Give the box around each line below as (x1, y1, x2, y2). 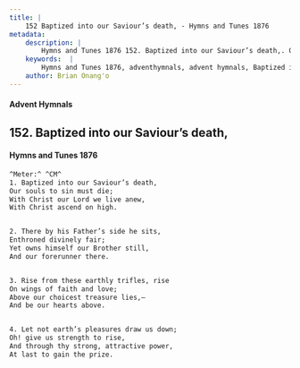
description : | (25, 38, 82, 47)
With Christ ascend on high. (9, 203, 118, 212)
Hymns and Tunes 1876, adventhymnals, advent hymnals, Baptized (41, 64, 286, 73)
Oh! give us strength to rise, (9, 333, 126, 343)
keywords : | (25, 55, 74, 64)
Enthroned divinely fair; (9, 235, 105, 244)
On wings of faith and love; (9, 284, 118, 294)
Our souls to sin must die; (9, 186, 114, 195)
